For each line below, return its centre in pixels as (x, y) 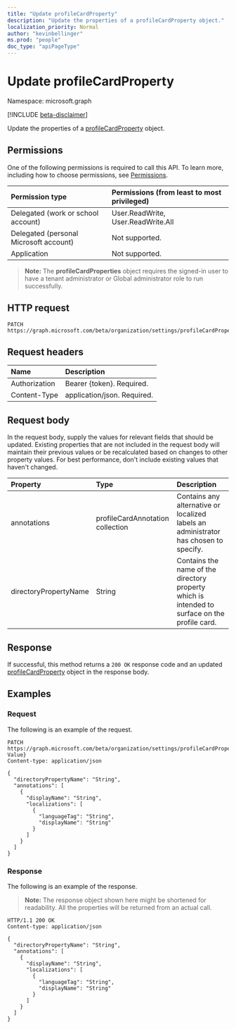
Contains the (198, 561)
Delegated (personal (45, 233)
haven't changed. (33, 467)
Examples (29, 694)
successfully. (44, 285)
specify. (190, 549)
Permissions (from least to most (166, 192)
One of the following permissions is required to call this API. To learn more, (116, 167)
